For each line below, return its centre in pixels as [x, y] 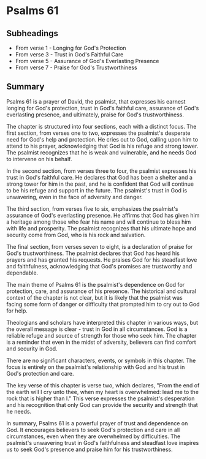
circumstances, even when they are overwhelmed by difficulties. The [93, 436]
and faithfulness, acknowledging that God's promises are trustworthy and [99, 266]
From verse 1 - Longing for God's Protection [71, 48]
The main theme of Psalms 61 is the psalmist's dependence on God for [96, 284]
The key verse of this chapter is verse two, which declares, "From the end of [103, 385]
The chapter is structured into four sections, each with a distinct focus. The [101, 126]
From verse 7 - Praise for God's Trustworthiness [76, 67]
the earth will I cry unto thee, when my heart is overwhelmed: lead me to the [103, 392]
